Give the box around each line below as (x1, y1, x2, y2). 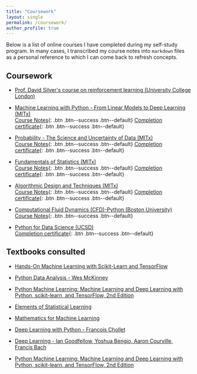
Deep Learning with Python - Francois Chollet (14, 326, 126, 333)
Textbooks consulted (6, 247, 85, 257)
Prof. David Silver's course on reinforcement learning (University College (14, 87, 191, 94)
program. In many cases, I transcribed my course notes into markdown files (6, 48, 185, 55)
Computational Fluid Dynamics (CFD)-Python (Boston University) (14, 206, 172, 213)
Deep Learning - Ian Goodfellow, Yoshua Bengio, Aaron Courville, (14, 337, 173, 345)
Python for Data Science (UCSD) (14, 224, 94, 231)
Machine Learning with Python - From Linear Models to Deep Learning (14, 104, 186, 111)
